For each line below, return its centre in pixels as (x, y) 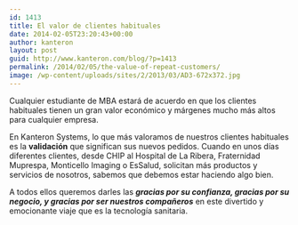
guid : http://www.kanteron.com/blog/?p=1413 (93, 59)
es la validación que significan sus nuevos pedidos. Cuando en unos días (144, 146)
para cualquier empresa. (54, 119)
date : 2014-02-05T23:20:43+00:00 (71, 34)
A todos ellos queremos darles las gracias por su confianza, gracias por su (149, 191)
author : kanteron (41, 42)
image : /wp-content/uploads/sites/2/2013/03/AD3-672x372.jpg (125, 76)
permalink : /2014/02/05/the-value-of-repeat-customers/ (115, 68)
